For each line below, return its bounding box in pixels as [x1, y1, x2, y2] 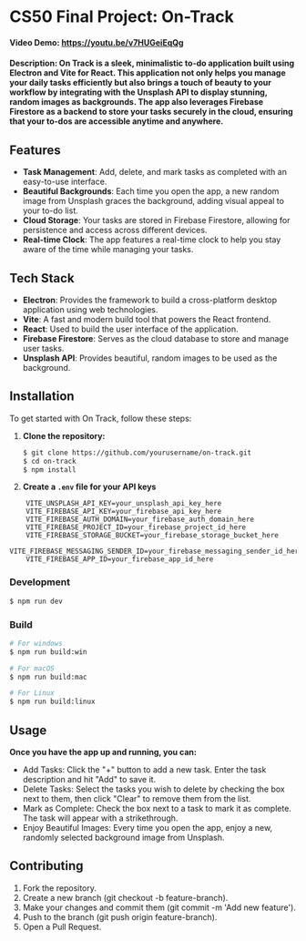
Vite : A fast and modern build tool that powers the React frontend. [22, 314, 271, 324]
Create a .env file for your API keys [22, 481, 157, 493]
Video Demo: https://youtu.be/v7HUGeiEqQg [9, 36, 184, 47]
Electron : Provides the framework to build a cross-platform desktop [22, 294, 278, 305]
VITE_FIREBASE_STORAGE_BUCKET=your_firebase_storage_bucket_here [25, 531, 280, 540]
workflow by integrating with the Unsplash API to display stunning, [9, 87, 268, 97]
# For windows [9, 639, 64, 648]
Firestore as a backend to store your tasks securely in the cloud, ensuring [9, 107, 293, 118]
